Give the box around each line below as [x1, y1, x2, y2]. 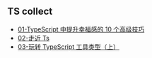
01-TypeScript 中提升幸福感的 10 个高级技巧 [17, 24, 145, 34]
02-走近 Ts [17, 34, 49, 42]
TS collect [7, 6, 53, 17]
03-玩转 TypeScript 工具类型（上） [17, 42, 120, 51]
